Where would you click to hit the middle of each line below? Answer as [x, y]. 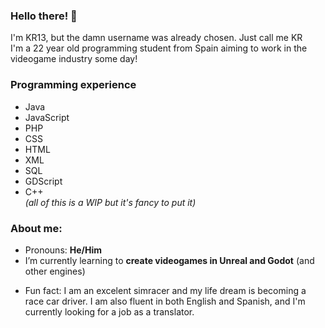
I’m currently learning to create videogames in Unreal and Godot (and [169, 260]
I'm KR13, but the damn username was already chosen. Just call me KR [156, 38]
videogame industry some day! [74, 59]
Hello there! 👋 [44, 16]
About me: [36, 228]
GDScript [43, 181]
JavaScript [47, 117]
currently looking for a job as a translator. [109, 311]
